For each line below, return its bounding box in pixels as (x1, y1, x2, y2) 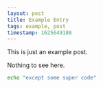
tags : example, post (7, 23, 67, 29)
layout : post (7, 10, 45, 17)
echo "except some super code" (7, 75, 97, 82)
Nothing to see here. (7, 61, 65, 69)
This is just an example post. (7, 48, 88, 56)
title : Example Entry (7, 16, 69, 23)
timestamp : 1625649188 (7, 29, 72, 36)
